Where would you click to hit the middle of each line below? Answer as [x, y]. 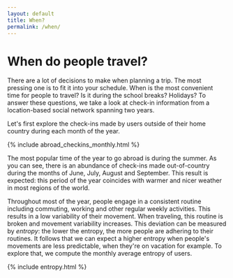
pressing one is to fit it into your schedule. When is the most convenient [110, 88]
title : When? [26, 20]
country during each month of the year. [64, 131]
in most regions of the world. [48, 188]
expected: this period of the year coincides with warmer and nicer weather [114, 181]
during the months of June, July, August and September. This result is [108, 173]
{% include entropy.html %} [47, 267]
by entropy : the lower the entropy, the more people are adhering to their [111, 231]
